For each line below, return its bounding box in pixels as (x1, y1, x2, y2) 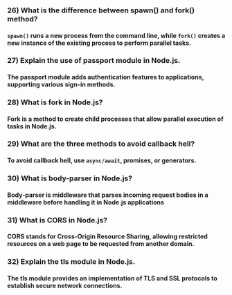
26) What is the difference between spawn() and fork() (7, 6, 195, 15)
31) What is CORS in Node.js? (7, 215, 107, 225)
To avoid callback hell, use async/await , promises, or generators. (7, 156, 197, 164)
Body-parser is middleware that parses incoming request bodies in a (7, 191, 209, 199)
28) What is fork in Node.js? (7, 97, 103, 107)
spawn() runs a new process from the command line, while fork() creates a (7, 31, 226, 39)
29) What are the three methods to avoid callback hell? (7, 139, 195, 149)
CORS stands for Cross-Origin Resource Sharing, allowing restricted (7, 232, 208, 240)
